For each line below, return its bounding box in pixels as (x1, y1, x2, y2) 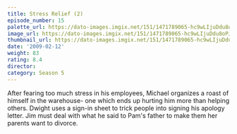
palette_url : (7, 23, 46, 30)
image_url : (7, 30, 39, 37)
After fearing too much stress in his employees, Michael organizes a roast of (7, 89, 229, 97)
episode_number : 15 (7, 17, 65, 24)
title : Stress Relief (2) (7, 10, 83, 18)
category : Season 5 (7, 69, 65, 76)
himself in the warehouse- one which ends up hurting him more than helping (7, 96, 230, 104)
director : (7, 63, 37, 70)
